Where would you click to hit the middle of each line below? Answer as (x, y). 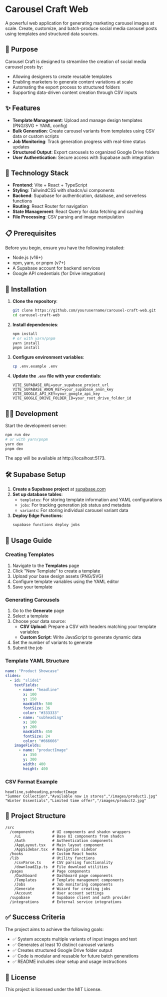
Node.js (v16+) (27, 257)
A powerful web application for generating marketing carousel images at (80, 23)
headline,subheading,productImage (41, 792)
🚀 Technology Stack (37, 173)
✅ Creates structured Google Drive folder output (62, 950)
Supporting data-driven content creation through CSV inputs (75, 92)
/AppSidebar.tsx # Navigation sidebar (56, 849)
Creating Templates (29, 554)
